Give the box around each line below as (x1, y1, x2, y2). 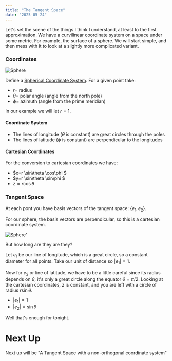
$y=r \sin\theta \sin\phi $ (12, 175, 65, 181)
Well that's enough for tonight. (5, 315, 70, 321)
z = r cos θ (12, 181, 35, 187)
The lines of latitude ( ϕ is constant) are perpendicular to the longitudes (12, 137, 163, 143)
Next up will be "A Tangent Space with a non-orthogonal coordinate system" (5, 350, 167, 356)
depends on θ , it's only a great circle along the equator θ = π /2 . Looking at (5, 276, 163, 282)
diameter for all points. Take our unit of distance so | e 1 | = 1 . (5, 258, 131, 265)
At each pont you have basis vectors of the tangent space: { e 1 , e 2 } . (5, 205, 146, 213)
